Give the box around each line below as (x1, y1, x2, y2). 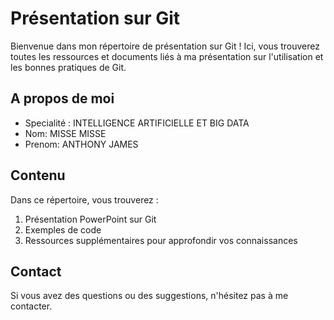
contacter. (10, 300, 53, 312)
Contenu (10, 167, 66, 184)
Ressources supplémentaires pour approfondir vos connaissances (24, 234, 298, 246)
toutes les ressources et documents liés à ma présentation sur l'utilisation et (10, 50, 324, 62)
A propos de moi (10, 90, 115, 107)
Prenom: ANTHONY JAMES (24, 138, 139, 150)
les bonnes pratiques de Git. (10, 61, 127, 73)
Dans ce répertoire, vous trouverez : (10, 193, 159, 206)
